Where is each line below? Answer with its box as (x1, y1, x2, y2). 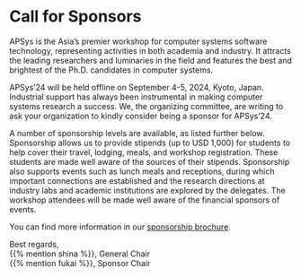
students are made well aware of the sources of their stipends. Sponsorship (9, 156, 290, 167)
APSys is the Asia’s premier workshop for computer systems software (9, 36, 268, 47)
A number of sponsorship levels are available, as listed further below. (9, 127, 265, 138)
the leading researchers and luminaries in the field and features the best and (9, 55, 292, 65)
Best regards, (9, 238, 59, 249)
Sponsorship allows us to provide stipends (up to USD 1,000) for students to (9, 137, 290, 148)
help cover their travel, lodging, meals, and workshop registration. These (9, 146, 279, 158)
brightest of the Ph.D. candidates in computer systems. (9, 65, 214, 75)
